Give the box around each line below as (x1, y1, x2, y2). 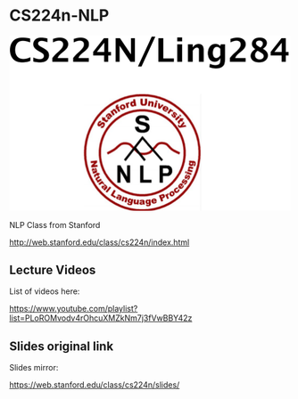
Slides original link (9, 338, 114, 354)
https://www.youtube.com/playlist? (9, 304, 138, 314)
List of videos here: (9, 286, 80, 297)
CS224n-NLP (9, 5, 110, 26)
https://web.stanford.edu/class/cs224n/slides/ (9, 379, 180, 390)
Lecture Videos (9, 262, 96, 277)
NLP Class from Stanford (9, 219, 101, 230)
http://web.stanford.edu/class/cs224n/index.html (9, 237, 190, 248)
